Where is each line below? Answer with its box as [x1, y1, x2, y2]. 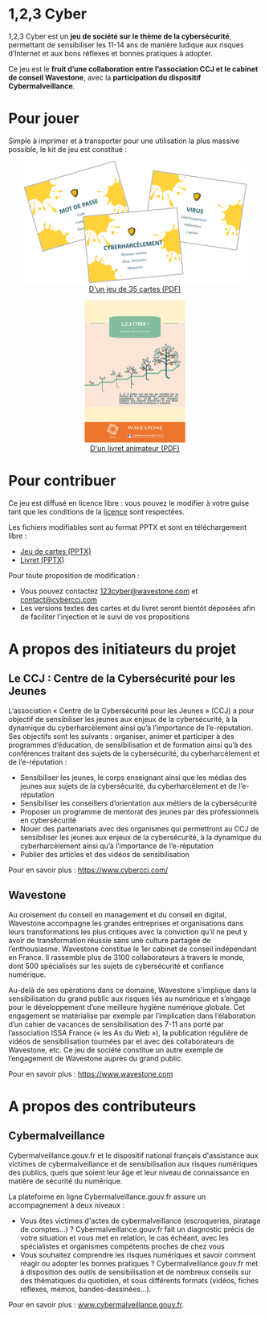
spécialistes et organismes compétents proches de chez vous [19, 1241, 225, 1251]
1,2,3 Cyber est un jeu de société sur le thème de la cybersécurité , [8, 31, 232, 41]
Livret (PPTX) [19, 555, 65, 564]
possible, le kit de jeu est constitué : [8, 144, 127, 154]
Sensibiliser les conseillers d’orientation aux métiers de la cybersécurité [19, 798, 258, 808]
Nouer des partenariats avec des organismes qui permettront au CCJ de [19, 823, 259, 833]
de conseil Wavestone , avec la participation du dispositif [8, 72, 202, 82]
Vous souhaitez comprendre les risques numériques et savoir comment [19, 1249, 256, 1259]
